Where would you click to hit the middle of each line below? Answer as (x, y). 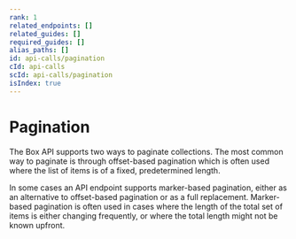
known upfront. (37, 225)
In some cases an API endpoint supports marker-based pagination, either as (148, 188)
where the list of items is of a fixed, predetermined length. (115, 170)
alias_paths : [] (39, 50)
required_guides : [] (47, 42)
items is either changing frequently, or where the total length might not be (144, 216)
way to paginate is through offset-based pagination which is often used (140, 161)
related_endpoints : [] (51, 26)
